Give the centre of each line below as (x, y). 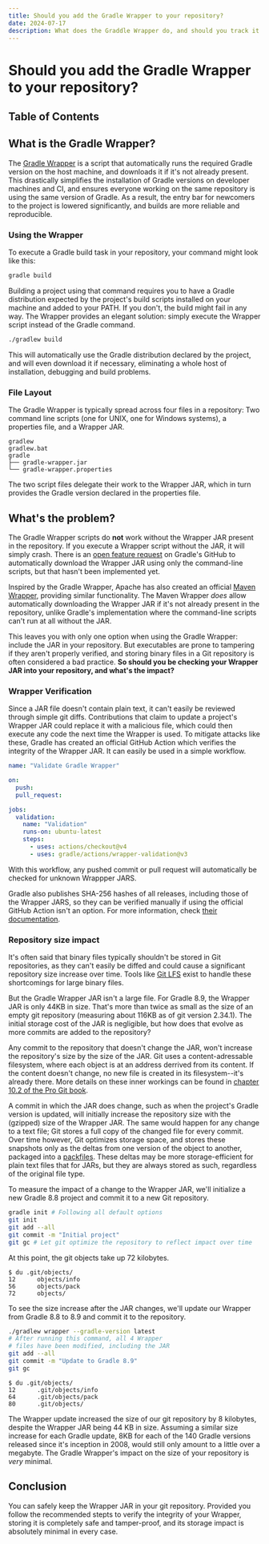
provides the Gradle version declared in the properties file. (105, 493)
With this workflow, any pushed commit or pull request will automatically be (133, 869)
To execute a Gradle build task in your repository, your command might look (133, 252)
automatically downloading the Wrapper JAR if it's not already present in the (134, 604)
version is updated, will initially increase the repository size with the (120, 1114)
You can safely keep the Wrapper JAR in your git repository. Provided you (130, 1506)
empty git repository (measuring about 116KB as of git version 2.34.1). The (130, 1015)
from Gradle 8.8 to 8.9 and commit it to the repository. (97, 1317)
